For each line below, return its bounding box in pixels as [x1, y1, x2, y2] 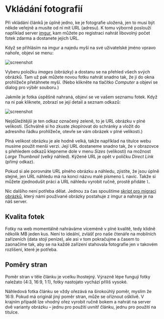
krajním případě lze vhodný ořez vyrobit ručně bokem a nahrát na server [5, 298, 151, 304]
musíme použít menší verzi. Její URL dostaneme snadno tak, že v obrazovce [5, 143, 159, 149]
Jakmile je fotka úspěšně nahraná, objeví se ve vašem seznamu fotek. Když [5, 94, 158, 100]
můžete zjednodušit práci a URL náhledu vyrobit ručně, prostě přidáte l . [5, 179, 150, 184]
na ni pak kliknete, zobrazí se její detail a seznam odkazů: [5, 99, 121, 105]
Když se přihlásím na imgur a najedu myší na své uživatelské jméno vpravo [5, 45, 156, 50]
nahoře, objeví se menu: [5, 50, 54, 56]
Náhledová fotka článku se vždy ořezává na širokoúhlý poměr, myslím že [5, 288, 152, 294]
